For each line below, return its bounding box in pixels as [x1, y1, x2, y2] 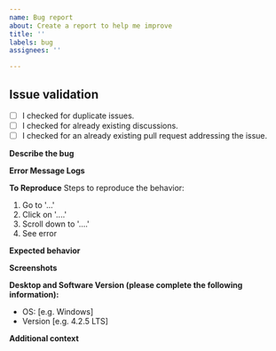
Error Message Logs [9, 165, 86, 176]
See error [21, 228, 58, 239]
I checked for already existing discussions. [21, 121, 179, 131]
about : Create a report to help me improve [9, 21, 173, 30]
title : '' [9, 29, 46, 38]
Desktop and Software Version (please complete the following [9, 280, 243, 291]
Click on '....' [21, 210, 67, 220]
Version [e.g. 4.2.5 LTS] [21, 316, 109, 327]
